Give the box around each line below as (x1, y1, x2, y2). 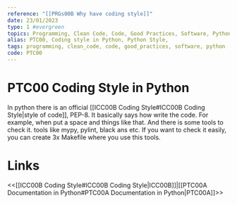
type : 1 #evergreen (7, 23, 65, 30)
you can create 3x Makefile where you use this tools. (7, 133, 161, 141)
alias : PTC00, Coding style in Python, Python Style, (7, 37, 169, 44)
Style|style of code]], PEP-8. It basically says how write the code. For (7, 110, 209, 119)
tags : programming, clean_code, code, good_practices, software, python (7, 43, 226, 50)
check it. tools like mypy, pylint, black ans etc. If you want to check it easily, (7, 125, 227, 134)
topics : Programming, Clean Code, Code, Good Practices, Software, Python (7, 30, 232, 37)
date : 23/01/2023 (7, 17, 59, 24)
